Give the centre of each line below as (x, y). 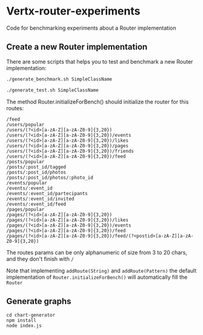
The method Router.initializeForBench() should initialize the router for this (98, 102)
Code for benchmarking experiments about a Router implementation (92, 28)
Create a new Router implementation (77, 47)
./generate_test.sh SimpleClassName (52, 90)
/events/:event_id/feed (36, 204)
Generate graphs (39, 301)
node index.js (24, 326)
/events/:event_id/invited (40, 199)
